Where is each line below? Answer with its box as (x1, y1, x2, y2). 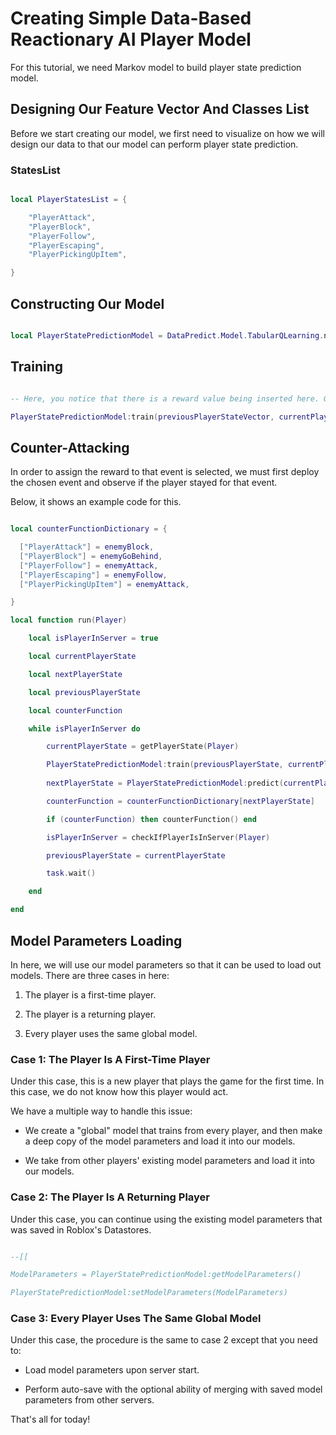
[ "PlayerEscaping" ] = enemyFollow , (19, 570, 168, 580)
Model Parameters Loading (10, 932, 183, 949)
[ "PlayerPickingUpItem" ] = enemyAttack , (19, 579, 190, 589)
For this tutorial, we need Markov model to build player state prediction (10, 61, 302, 73)
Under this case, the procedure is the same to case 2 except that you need (10, 1334, 318, 1346)
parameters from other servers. (24, 1394, 155, 1406)
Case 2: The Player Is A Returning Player (10, 1190, 211, 1204)
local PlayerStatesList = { (10, 195, 128, 205)
